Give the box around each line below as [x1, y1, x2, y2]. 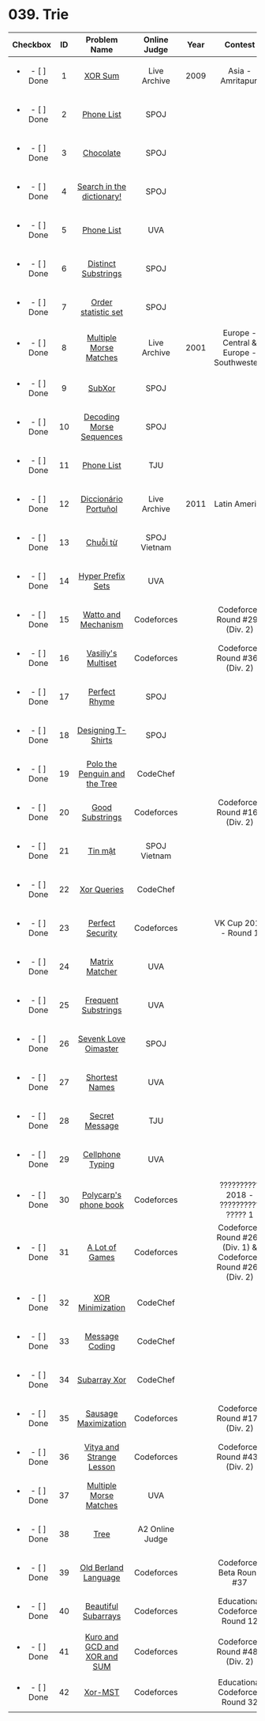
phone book [79, 1199, 125, 1210]
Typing [88, 1159, 115, 1170]
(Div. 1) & [222, 1242, 258, 1253]
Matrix [89, 955, 114, 966]
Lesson [88, 1461, 116, 1472]
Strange [87, 1451, 117, 1462]
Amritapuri [220, 75, 259, 86]
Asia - [228, 65, 252, 76]
